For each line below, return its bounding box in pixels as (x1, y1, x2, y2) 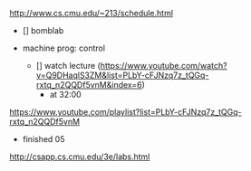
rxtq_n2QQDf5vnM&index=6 (35, 80, 142, 90)
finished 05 (22, 134, 65, 144)
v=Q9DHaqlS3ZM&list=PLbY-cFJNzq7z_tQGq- (35, 70, 209, 81)
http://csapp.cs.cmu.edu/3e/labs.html (9, 151, 150, 162)
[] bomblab (22, 25, 64, 35)
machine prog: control (22, 43, 106, 53)
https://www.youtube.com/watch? (100, 61, 228, 71)
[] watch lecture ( (35, 61, 101, 71)
